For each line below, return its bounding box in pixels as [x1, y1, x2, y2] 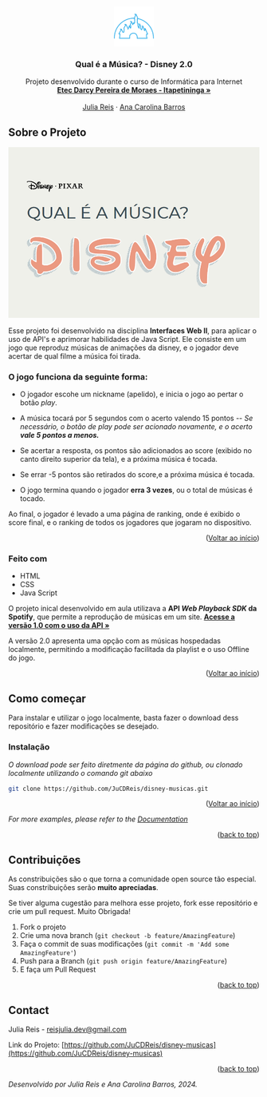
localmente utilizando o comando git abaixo [8, 768, 153, 777]
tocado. [19, 494, 45, 503]
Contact [8, 1004, 49, 1017]
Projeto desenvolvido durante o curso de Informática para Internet [25, 77, 243, 86]
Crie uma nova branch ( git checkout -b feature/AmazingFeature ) [19, 931, 236, 940]
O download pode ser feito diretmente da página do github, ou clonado [8, 760, 243, 769]
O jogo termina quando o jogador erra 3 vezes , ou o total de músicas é [19, 485, 253, 495]
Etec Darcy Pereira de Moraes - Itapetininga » [57, 85, 211, 95]
